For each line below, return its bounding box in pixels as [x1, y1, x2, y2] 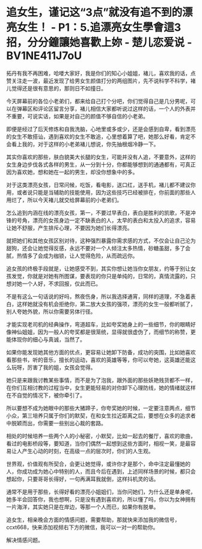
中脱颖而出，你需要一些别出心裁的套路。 [6, 419, 106, 427]
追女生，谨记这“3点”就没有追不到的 [6, 5, 183, 19]
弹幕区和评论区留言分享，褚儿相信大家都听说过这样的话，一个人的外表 [16, 105, 191, 112]
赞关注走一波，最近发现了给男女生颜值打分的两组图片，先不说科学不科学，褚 [6, 77, 196, 84]
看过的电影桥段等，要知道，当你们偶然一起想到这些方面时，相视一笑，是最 [6, 440, 191, 447]
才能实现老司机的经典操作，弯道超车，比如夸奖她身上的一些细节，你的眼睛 [6, 320, 191, 328]
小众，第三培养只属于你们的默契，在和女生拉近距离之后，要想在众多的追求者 [6, 411, 196, 419]
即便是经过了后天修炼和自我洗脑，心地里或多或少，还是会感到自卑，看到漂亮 [6, 125, 196, 133]
